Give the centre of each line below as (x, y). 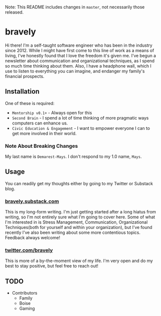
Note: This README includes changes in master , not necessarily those (75, 7)
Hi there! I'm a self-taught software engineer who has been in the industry (79, 45)
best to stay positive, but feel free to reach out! (52, 266)
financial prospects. (25, 76)
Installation (22, 92)
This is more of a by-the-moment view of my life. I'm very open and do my (79, 261)
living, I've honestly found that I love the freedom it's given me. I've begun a (80, 55)
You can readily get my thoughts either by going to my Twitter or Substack (79, 183)
